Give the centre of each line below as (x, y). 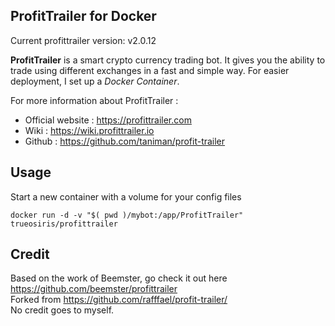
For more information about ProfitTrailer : (94, 100)
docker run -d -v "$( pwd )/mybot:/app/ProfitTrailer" (127, 215)
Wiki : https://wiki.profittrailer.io (89, 130)
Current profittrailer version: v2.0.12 (83, 40)
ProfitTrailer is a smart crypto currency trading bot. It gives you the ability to (168, 60)
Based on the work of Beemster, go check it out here (119, 278)
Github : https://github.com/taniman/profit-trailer (125, 141)
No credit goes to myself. (62, 310)
